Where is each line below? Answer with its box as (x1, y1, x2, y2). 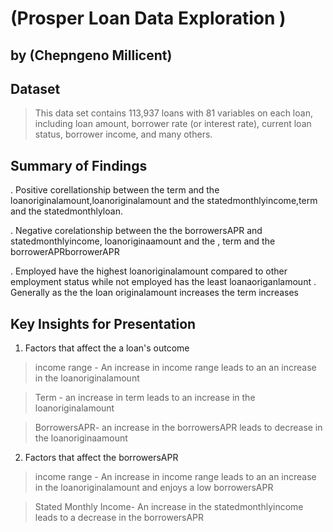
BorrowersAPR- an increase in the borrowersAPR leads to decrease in (34, 422, 323, 434)
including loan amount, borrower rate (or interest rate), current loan (34, 118, 312, 130)
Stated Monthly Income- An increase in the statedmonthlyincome (34, 501, 304, 513)
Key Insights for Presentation (10, 315, 197, 332)
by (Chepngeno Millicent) (10, 47, 173, 64)
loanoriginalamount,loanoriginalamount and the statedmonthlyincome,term (10, 195, 318, 207)
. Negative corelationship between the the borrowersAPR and (10, 225, 263, 237)
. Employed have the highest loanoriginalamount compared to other (10, 265, 288, 277)
